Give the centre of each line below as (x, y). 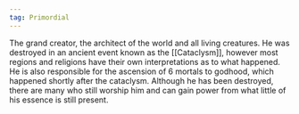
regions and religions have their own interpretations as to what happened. (145, 61)
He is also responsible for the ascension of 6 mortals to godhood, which (142, 71)
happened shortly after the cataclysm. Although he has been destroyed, (141, 80)
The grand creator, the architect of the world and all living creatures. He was (149, 43)
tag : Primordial (39, 17)
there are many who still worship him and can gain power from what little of (148, 90)
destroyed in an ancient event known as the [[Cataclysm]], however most (144, 52)
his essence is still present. (59, 100)
